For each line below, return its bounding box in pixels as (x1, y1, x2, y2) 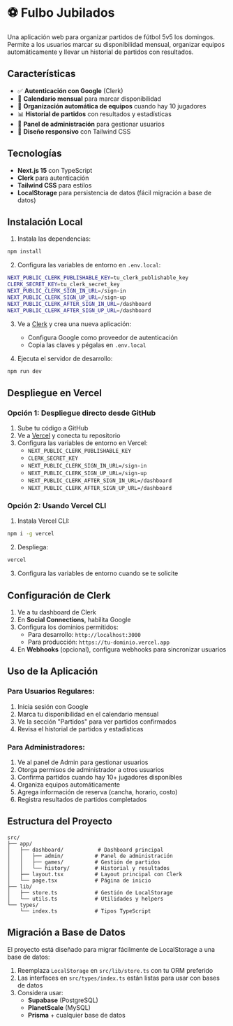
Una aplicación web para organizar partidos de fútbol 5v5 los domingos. (7, 32, 215, 41)
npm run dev (7, 367, 42, 374)
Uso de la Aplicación (7, 666, 98, 677)
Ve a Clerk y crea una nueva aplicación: (17, 319, 132, 328)
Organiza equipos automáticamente (17, 780, 121, 789)
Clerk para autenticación (17, 174, 89, 182)
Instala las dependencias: (17, 234, 91, 243)
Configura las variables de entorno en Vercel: (17, 439, 148, 447)
